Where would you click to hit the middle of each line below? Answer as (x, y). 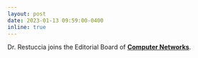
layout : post (27, 14)
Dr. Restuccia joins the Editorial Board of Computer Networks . (99, 47)
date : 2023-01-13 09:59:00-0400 (55, 21)
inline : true (27, 27)
